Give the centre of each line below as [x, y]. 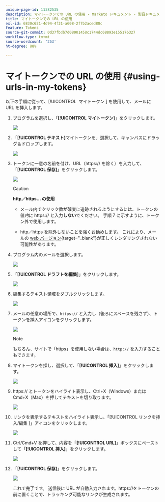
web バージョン [46, 238]
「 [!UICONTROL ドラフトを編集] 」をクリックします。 [67, 274]
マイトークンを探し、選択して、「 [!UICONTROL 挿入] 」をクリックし [81, 365]
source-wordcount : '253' [31, 42]
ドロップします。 [39, 143]
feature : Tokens [22, 28]
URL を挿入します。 [25, 107]
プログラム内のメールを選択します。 [49, 254]
